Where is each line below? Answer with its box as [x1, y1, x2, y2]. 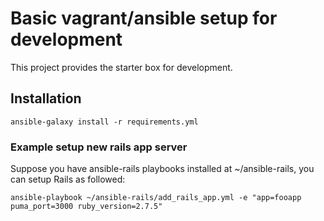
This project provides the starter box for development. [10, 61, 233, 73]
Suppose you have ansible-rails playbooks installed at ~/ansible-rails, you [10, 163, 315, 175]
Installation [10, 90, 82, 107]
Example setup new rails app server [10, 140, 188, 154]
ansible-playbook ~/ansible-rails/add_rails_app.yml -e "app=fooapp [10, 193, 302, 203]
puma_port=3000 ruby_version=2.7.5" [10, 202, 163, 212]
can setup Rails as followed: [10, 173, 126, 186]
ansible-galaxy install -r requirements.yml [10, 117, 199, 127]
